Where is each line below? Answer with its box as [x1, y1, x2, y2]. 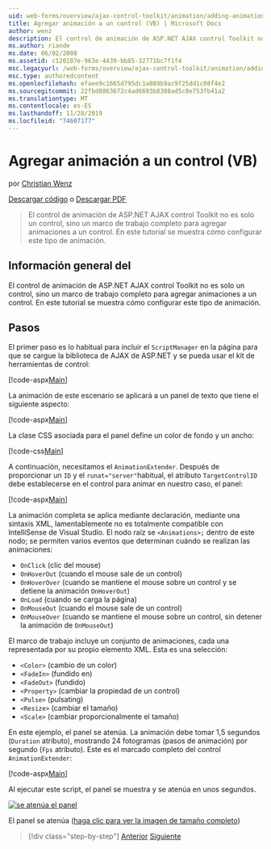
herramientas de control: [8, 359, 90, 369]
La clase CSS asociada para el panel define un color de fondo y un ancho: [8, 431, 255, 440]
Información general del [8, 259, 131, 273]
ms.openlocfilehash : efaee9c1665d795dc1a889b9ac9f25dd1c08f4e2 [8, 79, 226, 87]
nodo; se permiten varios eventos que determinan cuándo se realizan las [8, 536, 251, 546]
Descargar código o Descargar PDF [8, 194, 127, 204]
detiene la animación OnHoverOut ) [19, 586, 131, 596]
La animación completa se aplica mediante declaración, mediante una [8, 511, 240, 520]
